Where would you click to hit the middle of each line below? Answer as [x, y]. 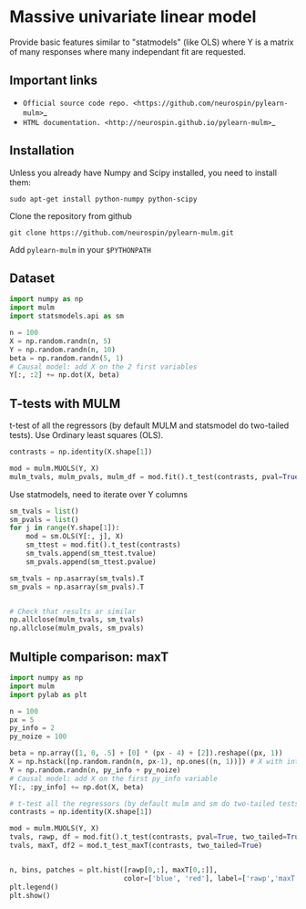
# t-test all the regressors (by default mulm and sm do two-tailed [142, 804]
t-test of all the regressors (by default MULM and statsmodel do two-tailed [149, 425]
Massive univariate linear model [133, 17]
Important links [54, 81]
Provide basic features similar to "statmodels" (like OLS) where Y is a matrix [152, 42]
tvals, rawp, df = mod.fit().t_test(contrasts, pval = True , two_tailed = [148, 837]
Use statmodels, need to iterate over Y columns [99, 494]
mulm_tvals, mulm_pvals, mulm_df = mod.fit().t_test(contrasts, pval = [146, 476]
